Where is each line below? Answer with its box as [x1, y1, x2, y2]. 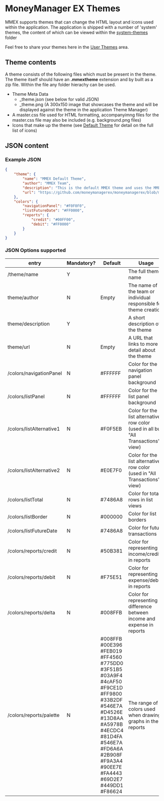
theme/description [7, 320, 50, 327]
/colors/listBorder [7, 513, 48, 520]
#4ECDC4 [100, 727, 123, 734]
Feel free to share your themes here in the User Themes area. [5, 44, 129, 50]
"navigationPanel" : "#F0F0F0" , [22, 204, 86, 209]
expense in [128, 621, 154, 628]
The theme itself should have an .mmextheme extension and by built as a [5, 76, 153, 82]
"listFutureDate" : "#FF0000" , [22, 208, 84, 213]
